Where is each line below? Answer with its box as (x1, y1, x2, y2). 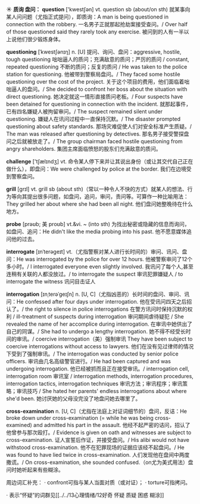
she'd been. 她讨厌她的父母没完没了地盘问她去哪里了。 (6, 395, 141, 402)
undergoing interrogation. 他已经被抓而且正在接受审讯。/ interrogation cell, (6, 365, 189, 372)
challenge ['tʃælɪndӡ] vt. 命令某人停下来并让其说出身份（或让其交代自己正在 (6, 158, 193, 165)
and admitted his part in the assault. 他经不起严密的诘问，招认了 (33, 422, 190, 428)
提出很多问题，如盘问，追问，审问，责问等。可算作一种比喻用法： (26, 193, 189, 200)
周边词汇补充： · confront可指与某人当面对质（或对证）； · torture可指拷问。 (6, 479, 191, 486)
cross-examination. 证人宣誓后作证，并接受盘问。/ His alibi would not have (6, 437, 189, 443)
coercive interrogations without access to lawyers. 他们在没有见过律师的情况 (6, 343, 194, 350)
